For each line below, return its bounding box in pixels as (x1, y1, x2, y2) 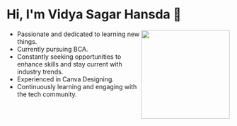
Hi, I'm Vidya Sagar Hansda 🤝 (6, 6, 182, 23)
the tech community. (16, 90, 77, 98)
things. (16, 37, 37, 45)
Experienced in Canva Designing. (16, 74, 115, 84)
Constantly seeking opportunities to (16, 52, 122, 61)
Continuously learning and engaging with (16, 82, 137, 91)
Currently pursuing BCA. (16, 45, 88, 53)
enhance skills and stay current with (16, 59, 122, 68)
